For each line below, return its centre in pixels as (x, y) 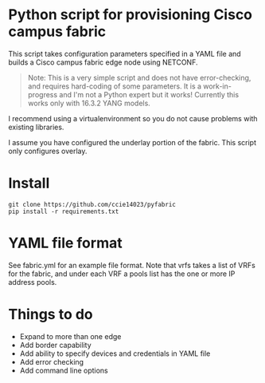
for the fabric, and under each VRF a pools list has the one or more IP (122, 274)
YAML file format (65, 243)
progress (43, 94)
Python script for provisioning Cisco (131, 15)
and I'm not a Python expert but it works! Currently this (149, 94)
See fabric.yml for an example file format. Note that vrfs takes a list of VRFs (132, 265)
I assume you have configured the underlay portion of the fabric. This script (132, 142)
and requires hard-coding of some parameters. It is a (114, 86)
